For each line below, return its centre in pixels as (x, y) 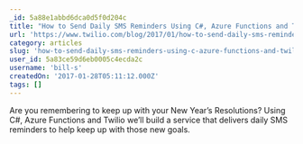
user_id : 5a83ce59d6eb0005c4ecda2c (76, 59)
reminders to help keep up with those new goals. (100, 129)
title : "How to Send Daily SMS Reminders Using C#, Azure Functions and (149, 26)
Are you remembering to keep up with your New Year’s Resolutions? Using (147, 110)
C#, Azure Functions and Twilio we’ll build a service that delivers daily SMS (149, 120)
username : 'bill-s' (46, 68)
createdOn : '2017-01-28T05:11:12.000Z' (84, 76)
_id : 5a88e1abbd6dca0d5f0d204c (68, 18)
